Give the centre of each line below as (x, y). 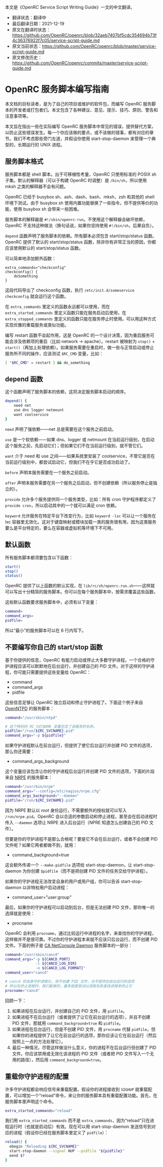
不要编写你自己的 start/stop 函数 (54, 647)
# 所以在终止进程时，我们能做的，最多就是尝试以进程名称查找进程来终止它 (69, 986)
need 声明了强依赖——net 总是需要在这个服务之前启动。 (61, 429)
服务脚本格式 (24, 162)
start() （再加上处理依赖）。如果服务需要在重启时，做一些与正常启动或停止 (80, 347)
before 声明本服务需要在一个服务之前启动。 (48, 472)
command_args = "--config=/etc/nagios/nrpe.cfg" (53, 791)
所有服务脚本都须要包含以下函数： (39, 557)
